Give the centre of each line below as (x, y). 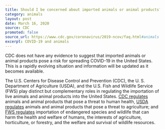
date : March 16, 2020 (27, 23)
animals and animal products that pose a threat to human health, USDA (77, 102)
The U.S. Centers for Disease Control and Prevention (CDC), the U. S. (75, 80)
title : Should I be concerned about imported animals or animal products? (83, 10)
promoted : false (22, 32)
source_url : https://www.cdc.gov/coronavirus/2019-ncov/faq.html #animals (82, 37)
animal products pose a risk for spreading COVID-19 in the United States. (79, 61)
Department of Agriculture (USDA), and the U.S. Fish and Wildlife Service (79, 86)
